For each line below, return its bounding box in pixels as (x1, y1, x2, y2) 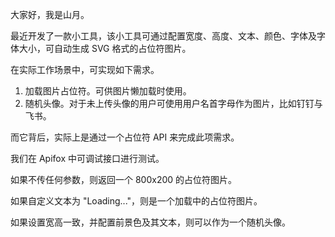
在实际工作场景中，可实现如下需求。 (10, 64, 160, 75)
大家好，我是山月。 (10, 9, 90, 20)
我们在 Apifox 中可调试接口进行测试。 (10, 153, 165, 164)
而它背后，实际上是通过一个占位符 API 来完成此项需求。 (10, 131, 240, 143)
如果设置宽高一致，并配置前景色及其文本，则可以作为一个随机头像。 (10, 216, 291, 228)
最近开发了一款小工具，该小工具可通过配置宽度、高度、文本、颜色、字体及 (10, 30, 317, 42)
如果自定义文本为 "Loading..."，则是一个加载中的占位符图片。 (10, 195, 263, 207)
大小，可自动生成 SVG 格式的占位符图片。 (18, 43, 192, 54)
